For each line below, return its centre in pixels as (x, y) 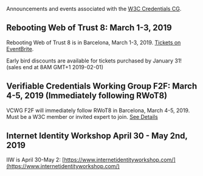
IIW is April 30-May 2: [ (35, 160)
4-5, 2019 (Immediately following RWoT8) (87, 96)
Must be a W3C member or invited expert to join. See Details (82, 117)
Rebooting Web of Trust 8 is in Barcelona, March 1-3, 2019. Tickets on (94, 42)
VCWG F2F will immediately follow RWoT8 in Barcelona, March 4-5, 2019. (98, 110)
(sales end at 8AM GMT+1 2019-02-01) (55, 67)
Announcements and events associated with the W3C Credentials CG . (94, 9)
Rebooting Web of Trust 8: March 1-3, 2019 (89, 28)
